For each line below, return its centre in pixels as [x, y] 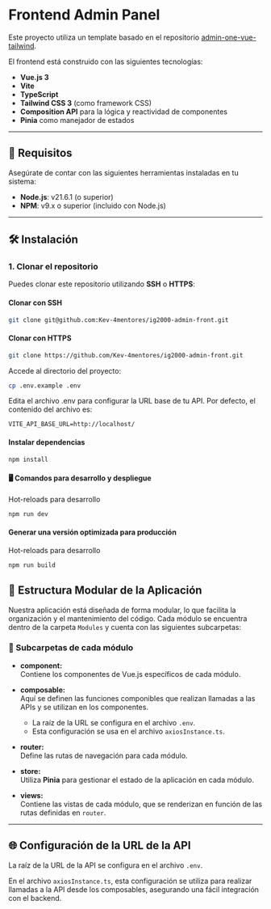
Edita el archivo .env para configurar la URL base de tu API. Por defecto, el [132, 401]
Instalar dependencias [47, 442]
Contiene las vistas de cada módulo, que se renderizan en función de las [141, 804]
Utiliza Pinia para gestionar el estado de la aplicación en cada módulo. [137, 780]
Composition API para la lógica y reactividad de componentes [124, 112]
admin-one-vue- [229, 37]
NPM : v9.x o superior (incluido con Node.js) [93, 205]
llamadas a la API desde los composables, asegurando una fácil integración [134, 889]
